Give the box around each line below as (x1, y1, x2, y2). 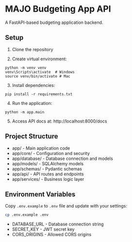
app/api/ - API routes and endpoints (12, 171, 84, 177)
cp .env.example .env (5, 212, 49, 217)
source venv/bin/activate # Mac (5, 74, 70, 79)
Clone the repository (12, 46, 53, 52)
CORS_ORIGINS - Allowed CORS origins (12, 232, 92, 238)
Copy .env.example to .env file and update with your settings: (5, 203, 127, 209)
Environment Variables (5, 190, 76, 198)
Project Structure (5, 132, 58, 140)
